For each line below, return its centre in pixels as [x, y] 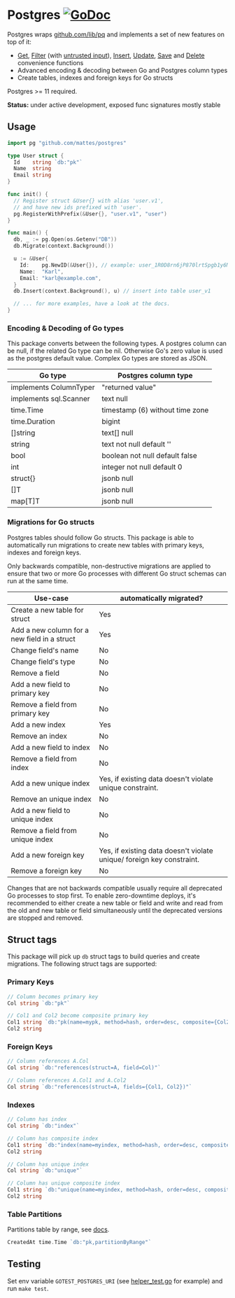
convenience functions [50, 62]
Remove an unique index [51, 799]
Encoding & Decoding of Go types [66, 328]
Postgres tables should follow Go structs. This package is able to [101, 537]
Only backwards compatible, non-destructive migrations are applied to [109, 566]
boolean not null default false [149, 456]
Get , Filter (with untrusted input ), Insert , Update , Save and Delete [111, 55]
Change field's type [43, 662]
